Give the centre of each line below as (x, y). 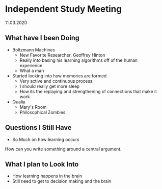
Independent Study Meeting (63, 9)
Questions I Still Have (39, 128)
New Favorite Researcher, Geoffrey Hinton (62, 55)
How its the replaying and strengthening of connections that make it (88, 91)
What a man (32, 71)
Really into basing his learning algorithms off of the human (79, 60)
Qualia (19, 102)
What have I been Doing (42, 38)
